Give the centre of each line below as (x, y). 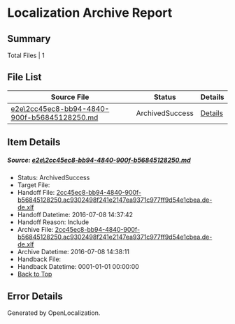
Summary (29, 39)
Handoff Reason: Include (53, 222)
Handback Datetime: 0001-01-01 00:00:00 (78, 267)
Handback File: (39, 259)
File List (24, 77)
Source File (70, 97)
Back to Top (35, 274)
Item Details (34, 142)
